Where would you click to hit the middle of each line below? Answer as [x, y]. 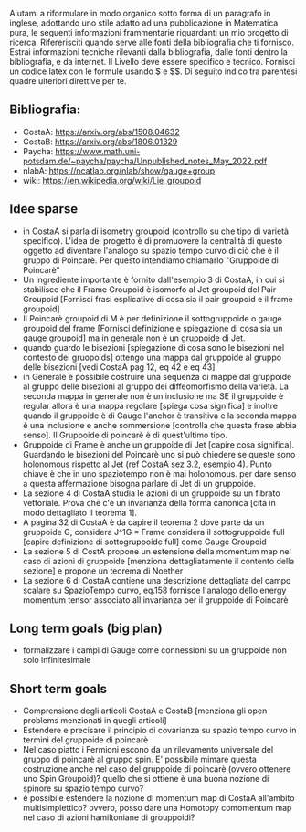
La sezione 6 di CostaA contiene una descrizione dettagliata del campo [157, 580]
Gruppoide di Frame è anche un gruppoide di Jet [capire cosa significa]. [158, 444]
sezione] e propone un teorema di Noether [103, 571]
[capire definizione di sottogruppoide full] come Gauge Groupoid [144, 542]
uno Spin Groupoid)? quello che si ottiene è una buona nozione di [146, 779]
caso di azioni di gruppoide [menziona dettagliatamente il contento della [158, 561]
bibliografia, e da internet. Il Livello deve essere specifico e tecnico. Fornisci [152, 62]
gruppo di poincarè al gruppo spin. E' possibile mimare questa [140, 759]
